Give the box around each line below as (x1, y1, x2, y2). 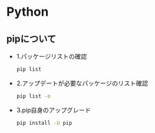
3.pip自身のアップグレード (16, 106, 91, 114)
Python (6, 4, 49, 20)
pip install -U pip (16, 119, 73, 126)
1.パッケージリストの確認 (16, 53, 87, 60)
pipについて (6, 33, 56, 44)
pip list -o (16, 93, 51, 100)
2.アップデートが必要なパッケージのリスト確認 (16, 79, 149, 87)
